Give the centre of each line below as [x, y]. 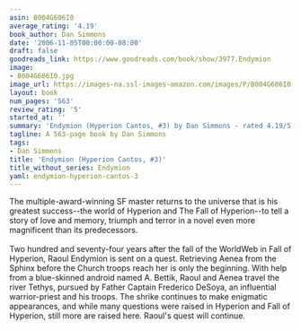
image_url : [30, 84]
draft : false [34, 51]
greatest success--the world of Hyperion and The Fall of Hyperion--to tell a [149, 211]
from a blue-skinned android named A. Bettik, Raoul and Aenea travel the [145, 278]
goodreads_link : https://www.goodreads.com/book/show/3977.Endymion [140, 59]
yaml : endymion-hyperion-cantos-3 [74, 176]
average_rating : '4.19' [54, 26]
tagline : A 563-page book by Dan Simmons [88, 135]
